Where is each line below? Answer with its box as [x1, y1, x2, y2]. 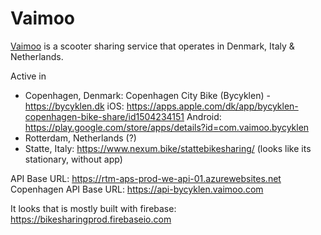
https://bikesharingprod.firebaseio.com [10, 213, 172, 225]
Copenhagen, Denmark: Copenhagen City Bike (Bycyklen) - [24, 89, 271, 101]
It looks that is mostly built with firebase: [10, 202, 177, 214]
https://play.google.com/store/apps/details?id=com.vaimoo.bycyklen [24, 121, 310, 133]
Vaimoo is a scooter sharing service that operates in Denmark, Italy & [10, 40, 295, 52]
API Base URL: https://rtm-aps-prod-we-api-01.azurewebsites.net [10, 172, 282, 184]
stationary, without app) [24, 153, 123, 165]
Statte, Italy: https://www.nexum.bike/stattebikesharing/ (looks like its [24, 142, 312, 154]
